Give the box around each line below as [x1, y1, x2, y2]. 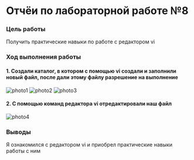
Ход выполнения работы [6, 53, 81, 61]
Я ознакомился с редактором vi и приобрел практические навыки [6, 141, 173, 148]
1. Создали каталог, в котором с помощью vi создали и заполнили [6, 67, 177, 74]
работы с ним [6, 148, 41, 155]
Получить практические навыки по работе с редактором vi [6, 38, 155, 45]
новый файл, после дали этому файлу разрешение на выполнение [6, 74, 179, 80]
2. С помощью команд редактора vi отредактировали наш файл [6, 100, 172, 107]
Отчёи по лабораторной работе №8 [6, 4, 189, 18]
